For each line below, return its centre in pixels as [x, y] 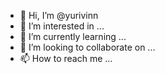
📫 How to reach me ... [66, 58]
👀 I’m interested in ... [62, 26]
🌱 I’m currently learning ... [73, 36]
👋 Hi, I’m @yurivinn [59, 15]
